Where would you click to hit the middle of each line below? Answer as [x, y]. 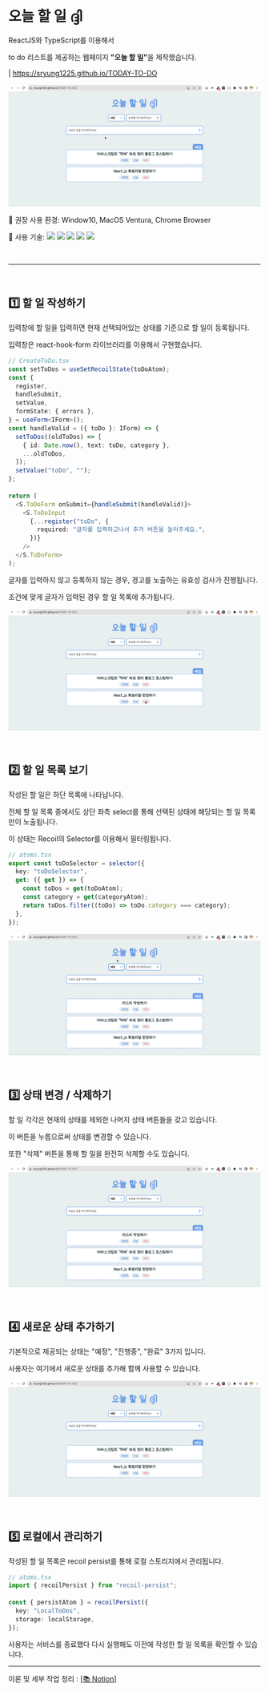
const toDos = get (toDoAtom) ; [73, 889]
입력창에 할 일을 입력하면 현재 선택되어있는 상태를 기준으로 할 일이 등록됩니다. [129, 327]
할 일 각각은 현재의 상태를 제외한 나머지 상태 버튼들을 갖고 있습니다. [113, 1119]
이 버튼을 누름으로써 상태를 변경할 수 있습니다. [80, 1136]
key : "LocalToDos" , [48, 1611]
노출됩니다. [40, 821]
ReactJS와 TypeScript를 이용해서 [61, 40]
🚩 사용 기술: [27, 237]
